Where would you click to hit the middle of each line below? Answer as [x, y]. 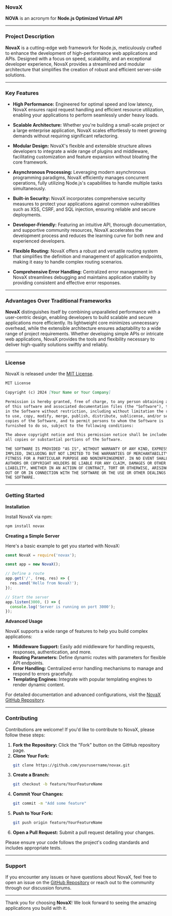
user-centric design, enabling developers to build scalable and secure [79, 317]
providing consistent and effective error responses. [67, 283]
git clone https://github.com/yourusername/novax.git [71, 765]
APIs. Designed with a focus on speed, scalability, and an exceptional [78, 58]
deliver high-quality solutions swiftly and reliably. [57, 345]
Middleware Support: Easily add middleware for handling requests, [84, 647]
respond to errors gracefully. [43, 674]
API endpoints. [28, 663]
